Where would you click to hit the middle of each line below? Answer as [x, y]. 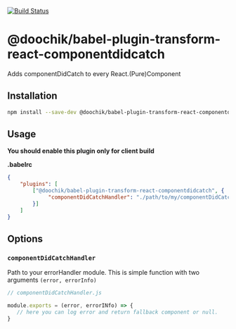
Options [25, 238]
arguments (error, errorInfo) [52, 280]
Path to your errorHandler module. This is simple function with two [104, 273]
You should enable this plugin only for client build [81, 151]
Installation [32, 96]
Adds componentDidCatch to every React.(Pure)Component [94, 73]
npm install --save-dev [42, 112]
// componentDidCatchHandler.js [54, 293]
